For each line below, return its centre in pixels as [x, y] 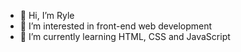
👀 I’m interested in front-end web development [116, 26]
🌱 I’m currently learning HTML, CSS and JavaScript [125, 36]
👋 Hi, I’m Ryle [47, 15]
